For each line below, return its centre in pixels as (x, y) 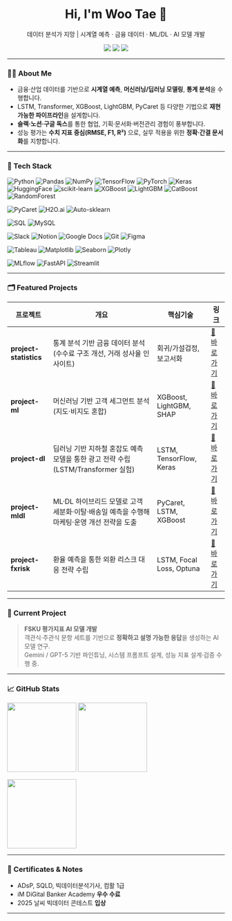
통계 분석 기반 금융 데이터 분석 (99, 343)
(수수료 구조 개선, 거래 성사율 (97, 353)
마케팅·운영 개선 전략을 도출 (95, 522)
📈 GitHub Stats (33, 689)
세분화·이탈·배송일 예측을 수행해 (101, 512)
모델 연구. (37, 646)
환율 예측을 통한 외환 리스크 (95, 559)
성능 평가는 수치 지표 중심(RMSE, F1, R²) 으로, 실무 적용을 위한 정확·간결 (114, 133)
